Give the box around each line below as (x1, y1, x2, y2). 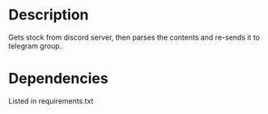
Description (8, 6, 89, 24)
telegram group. (8, 40, 62, 50)
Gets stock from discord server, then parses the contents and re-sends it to (8, 32, 261, 42)
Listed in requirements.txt (8, 95, 94, 106)
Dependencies (8, 70, 108, 88)
